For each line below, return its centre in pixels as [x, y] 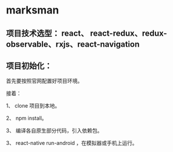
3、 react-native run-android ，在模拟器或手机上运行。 [72, 143]
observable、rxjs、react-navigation [73, 44]
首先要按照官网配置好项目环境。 [44, 81]
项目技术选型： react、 [47, 33]
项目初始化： [29, 66]
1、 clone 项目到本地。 [33, 106]
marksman [33, 10]
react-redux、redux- [128, 33]
